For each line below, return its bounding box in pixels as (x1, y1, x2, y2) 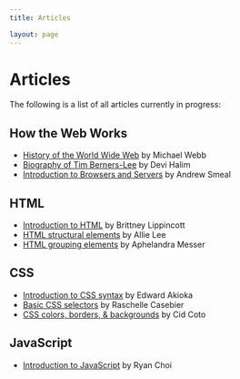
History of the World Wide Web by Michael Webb (22, 149, 207, 160)
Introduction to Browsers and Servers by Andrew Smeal (22, 169, 232, 180)
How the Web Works (9, 125, 128, 141)
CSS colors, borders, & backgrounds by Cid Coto (22, 309, 206, 320)
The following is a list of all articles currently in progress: (9, 99, 221, 110)
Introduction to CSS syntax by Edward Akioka (22, 289, 194, 301)
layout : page (9, 29, 59, 39)
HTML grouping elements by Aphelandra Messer (22, 239, 205, 251)
